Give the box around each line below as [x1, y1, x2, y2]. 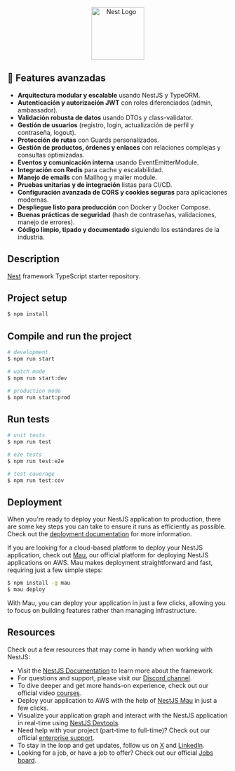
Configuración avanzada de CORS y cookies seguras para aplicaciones [17, 188, 228, 196]
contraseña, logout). [17, 128, 76, 136]
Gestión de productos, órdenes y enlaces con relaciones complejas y [17, 143, 221, 151]
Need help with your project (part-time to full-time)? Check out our [17, 726, 210, 734]
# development [7, 349, 49, 356]
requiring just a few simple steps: [7, 566, 103, 574]
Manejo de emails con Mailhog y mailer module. [17, 173, 158, 181]
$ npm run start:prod [7, 394, 71, 401]
